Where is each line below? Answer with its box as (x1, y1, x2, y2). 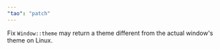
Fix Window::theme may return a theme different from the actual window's (7, 29, 214, 37)
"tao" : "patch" (7, 10, 51, 17)
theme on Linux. (7, 36, 53, 45)
